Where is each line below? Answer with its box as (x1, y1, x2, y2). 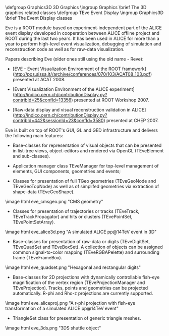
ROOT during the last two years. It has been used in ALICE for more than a (5, 35, 160, 41)
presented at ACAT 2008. (12, 77, 66, 82)
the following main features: (5, 133, 63, 138)
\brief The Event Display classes (5, 15, 72, 21)
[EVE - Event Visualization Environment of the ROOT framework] (12, 66, 146, 72)
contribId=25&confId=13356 (12, 97, 72, 103)
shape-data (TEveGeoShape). (12, 189, 75, 195)
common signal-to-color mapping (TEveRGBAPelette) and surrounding (12, 249, 160, 255)
